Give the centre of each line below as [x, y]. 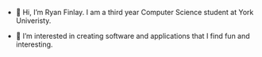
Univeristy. [33, 21]
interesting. [34, 44]
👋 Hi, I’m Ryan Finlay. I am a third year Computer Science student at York [135, 12]
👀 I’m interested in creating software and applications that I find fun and [133, 36]
